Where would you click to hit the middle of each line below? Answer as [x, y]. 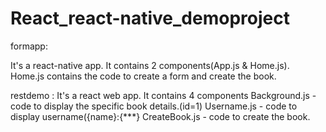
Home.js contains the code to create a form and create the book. [143, 76]
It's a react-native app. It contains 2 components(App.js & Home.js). [150, 65]
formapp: [29, 46]
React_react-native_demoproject [150, 18]
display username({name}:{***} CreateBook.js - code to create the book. [160, 116]
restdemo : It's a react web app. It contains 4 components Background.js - [163, 95]
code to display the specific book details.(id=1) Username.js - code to [154, 106]
